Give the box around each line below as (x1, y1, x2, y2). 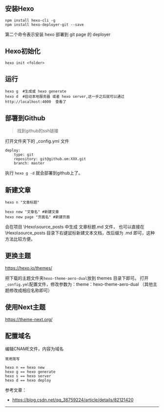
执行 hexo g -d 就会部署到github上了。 (5, 170, 83, 176)
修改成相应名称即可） (9, 287, 52, 293)
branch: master (14, 161, 45, 166)
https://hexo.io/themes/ (5, 265, 53, 271)
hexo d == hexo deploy (5, 378, 51, 383)
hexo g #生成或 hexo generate (5, 89, 67, 94)
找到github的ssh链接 (17, 128, 59, 134)
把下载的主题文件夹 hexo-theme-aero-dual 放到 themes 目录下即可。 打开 (5, 275, 149, 281)
